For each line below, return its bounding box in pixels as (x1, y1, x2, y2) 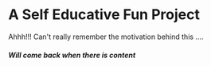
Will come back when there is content (8, 50, 136, 60)
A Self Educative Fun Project (8, 6, 201, 24)
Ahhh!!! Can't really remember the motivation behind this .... (8, 32, 204, 41)
